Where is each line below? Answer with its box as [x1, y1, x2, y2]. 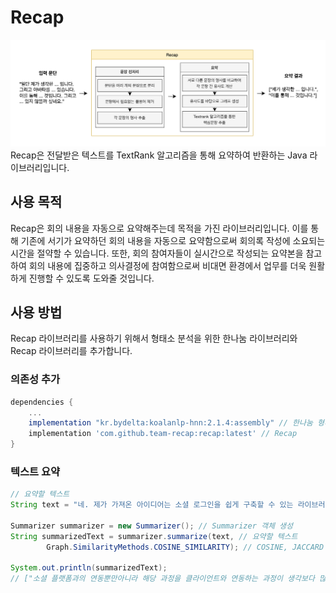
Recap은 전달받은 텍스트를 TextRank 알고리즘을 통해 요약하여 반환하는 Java [10, 149, 308, 161]
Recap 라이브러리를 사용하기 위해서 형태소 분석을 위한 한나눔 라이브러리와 [10, 332, 298, 345]
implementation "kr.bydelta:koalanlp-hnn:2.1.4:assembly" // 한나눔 [28, 418, 313, 428]
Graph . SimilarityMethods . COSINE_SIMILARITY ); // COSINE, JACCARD [46, 542, 325, 552]
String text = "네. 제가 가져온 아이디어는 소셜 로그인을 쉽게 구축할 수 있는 [10, 500, 294, 510]
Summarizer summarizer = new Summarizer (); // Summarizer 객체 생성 [10, 521, 293, 531]
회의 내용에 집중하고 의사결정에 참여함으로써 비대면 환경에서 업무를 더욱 [28, 259, 307, 271]
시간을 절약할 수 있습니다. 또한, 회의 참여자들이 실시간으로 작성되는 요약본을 [10, 247, 304, 259]
